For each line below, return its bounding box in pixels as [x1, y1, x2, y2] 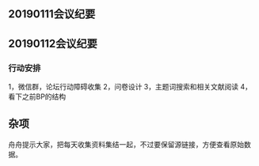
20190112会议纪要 [8, 36, 97, 50]
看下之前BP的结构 [8, 92, 67, 101]
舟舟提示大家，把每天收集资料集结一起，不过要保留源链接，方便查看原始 [8, 139, 244, 149]
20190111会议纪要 [8, 7, 96, 21]
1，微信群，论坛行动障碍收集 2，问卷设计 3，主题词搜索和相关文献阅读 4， [8, 82, 252, 92]
